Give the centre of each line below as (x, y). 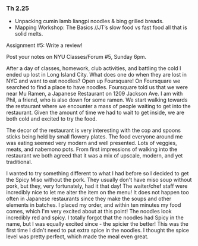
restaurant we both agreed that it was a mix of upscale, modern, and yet (95, 156)
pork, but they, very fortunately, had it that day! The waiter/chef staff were (97, 186)
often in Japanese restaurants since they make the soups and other (89, 199)
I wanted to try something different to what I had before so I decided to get (98, 174)
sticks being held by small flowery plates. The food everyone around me (95, 137)
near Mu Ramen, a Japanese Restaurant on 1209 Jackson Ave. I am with (95, 94)
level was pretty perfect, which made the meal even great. (77, 236)
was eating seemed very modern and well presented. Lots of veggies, (92, 143)
